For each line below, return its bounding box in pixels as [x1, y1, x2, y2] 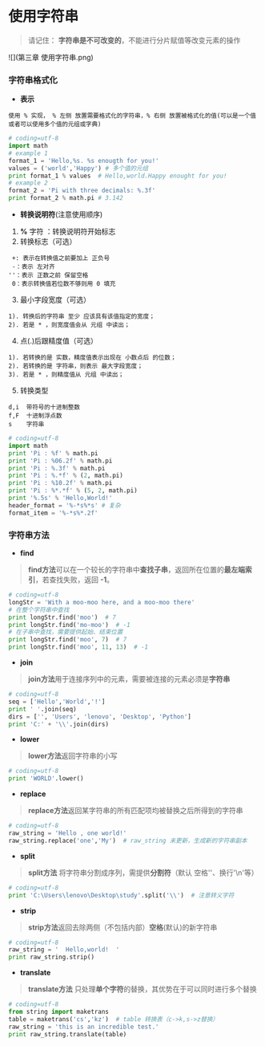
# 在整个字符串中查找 [8, 605, 70, 614]
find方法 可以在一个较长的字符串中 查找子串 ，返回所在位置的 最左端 [27, 565, 246, 575]
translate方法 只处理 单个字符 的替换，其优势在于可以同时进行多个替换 [27, 984, 258, 994]
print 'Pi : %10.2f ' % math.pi [8, 479, 113, 487]
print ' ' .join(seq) [8, 705, 78, 713]
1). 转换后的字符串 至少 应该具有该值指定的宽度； [8, 312, 155, 321]
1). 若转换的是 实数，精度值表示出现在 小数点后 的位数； [8, 354, 177, 362]
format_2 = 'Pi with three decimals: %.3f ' [8, 186, 156, 195]
